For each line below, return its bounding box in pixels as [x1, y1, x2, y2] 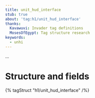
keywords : [5, 35, 26, 40]
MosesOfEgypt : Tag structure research [9, 30, 91, 35]
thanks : [5, 21, 21, 26]
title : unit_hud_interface [5, 7, 61, 12]
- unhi [9, 40, 23, 45]
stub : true [5, 12, 28, 17]
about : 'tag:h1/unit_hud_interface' [5, 16, 81, 21]
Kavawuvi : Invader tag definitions [9, 26, 84, 31]
